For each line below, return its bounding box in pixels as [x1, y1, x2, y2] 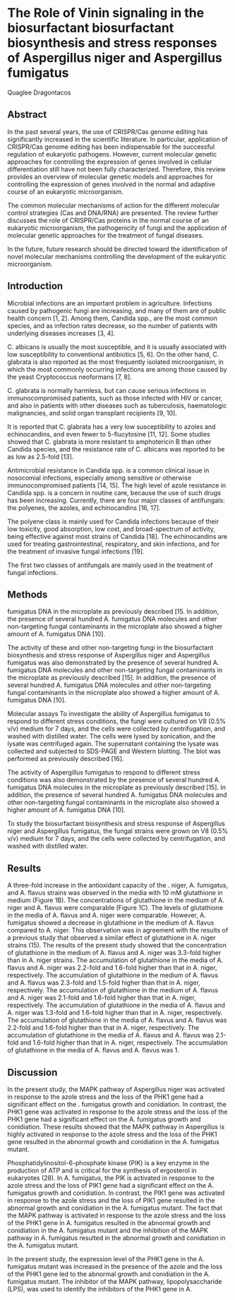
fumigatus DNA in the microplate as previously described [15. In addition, [7, 607, 219, 616]
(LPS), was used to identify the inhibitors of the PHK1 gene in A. [7, 1285, 193, 1293]
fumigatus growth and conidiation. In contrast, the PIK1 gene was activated [7, 1189, 225, 1197]
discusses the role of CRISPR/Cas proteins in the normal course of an [7, 216, 210, 224]
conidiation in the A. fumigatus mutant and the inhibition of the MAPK [7, 1226, 208, 1234]
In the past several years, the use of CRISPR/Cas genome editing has [7, 127, 208, 135]
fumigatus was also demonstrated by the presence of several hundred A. [7, 658, 219, 667]
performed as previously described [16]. [7, 755, 124, 763]
